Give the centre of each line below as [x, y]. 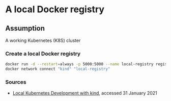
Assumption [25, 28]
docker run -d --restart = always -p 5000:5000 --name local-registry [79, 64]
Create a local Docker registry [43, 54]
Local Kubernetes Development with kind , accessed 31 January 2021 [85, 93]
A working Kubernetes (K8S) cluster [43, 40]
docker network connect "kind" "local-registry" [58, 69]
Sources [16, 82]
